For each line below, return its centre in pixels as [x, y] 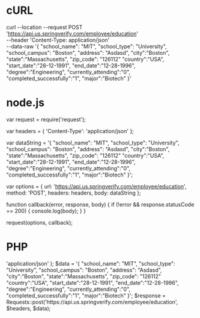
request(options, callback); [40, 222]
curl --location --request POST [44, 27]
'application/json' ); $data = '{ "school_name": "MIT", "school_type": [91, 263]
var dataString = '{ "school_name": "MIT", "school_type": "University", [93, 143]
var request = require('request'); [46, 119]
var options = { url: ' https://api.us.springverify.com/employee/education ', [96, 186]
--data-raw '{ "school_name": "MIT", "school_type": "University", [86, 46]
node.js [26, 103]
